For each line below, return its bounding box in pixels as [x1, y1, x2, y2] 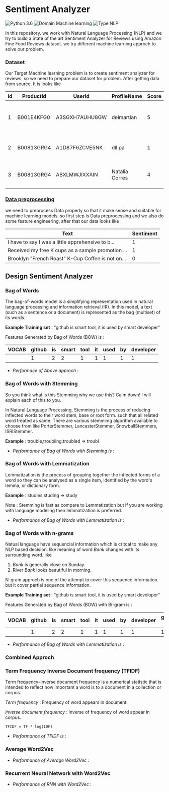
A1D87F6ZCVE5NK [56, 144, 103, 151]
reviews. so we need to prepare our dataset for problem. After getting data [5, 76, 160, 82]
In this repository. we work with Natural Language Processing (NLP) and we [5, 30, 162, 36]
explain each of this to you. [5, 397, 61, 403]
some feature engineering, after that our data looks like [5, 218, 119, 224]
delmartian [111, 114, 137, 121]
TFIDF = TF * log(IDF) [5, 724, 53, 729]
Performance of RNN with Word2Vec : [12, 781, 92, 787]
